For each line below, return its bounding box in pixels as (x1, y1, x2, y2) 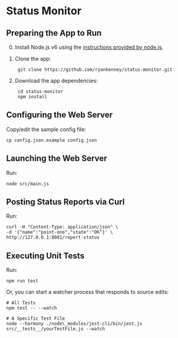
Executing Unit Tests (6, 251, 85, 261)
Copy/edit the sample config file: (6, 126, 86, 133)
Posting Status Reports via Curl (6, 197, 125, 207)
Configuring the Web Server (6, 110, 113, 120)
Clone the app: (14, 55, 52, 62)
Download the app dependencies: (14, 77, 98, 84)
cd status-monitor (17, 89, 64, 95)
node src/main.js (6, 180, 49, 187)
